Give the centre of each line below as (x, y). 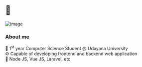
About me (17, 37)
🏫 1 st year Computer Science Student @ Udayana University (67, 48)
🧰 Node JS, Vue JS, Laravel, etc (38, 59)
